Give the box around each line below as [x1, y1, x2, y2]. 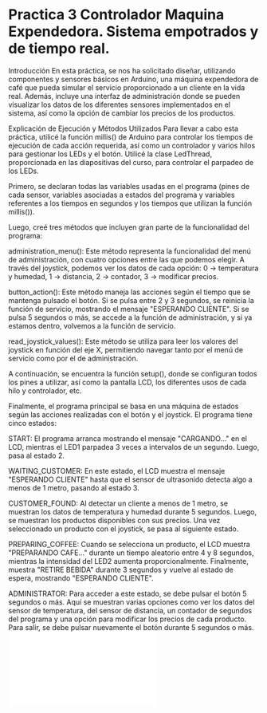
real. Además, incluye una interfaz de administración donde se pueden [8, 91, 241, 100]
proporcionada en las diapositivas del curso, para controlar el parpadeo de [8, 157, 253, 167]
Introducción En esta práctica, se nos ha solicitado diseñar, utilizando [8, 65, 236, 75]
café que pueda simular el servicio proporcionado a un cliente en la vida [8, 82, 245, 93]
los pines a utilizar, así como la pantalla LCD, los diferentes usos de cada [8, 377, 247, 387]
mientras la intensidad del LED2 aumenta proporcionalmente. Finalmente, [8, 556, 249, 565]
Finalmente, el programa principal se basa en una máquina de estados [8, 401, 239, 411]
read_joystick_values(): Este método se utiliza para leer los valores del [8, 337, 238, 346]
